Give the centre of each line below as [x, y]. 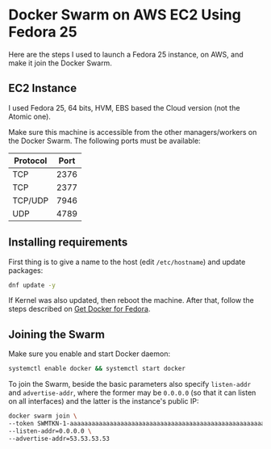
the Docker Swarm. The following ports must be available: [104, 141]
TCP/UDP [31, 200]
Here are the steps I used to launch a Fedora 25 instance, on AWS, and [126, 54]
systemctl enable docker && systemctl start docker [97, 369]
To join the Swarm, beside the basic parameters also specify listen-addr [130, 384]
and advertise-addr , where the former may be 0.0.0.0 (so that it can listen [132, 392]
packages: [26, 270]
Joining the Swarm [56, 334]
